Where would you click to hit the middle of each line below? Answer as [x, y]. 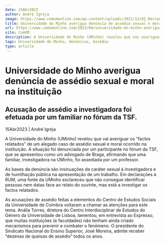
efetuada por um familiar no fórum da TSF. [71, 117]
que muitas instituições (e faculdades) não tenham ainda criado [69, 220]
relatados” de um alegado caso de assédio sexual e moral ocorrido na [76, 144]
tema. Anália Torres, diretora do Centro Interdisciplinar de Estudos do [75, 210]
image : [12, 19]
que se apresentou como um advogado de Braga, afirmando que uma [76, 154]
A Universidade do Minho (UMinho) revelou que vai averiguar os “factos [78, 139]
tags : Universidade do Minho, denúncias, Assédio [57, 42]
